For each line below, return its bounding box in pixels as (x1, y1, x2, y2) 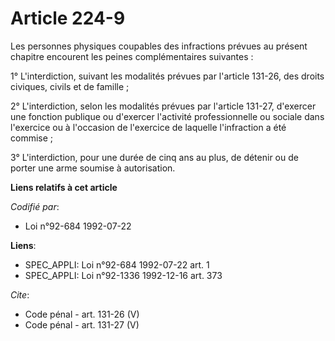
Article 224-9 (10, 7, 126, 30)
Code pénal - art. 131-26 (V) (24, 308, 140, 320)
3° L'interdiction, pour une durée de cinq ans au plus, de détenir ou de (10, 151, 299, 163)
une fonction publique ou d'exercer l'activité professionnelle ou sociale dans (10, 110, 325, 122)
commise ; (10, 132, 54, 144)
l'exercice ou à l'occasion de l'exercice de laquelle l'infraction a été (10, 121, 287, 133)
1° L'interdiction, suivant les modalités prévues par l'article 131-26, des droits (10, 70, 325, 82)
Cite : (10, 288, 30, 301)
